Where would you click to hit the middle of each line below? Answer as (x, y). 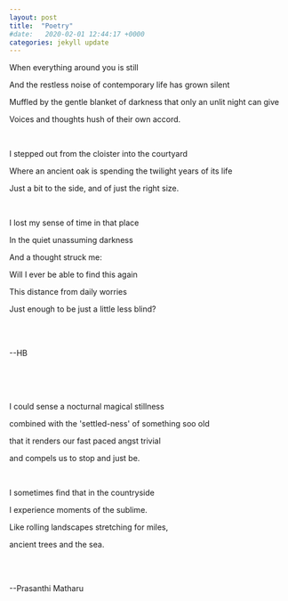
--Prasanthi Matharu (47, 589)
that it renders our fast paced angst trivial (85, 441)
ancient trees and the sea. (57, 545)
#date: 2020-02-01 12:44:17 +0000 (77, 34)
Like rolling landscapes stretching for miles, (89, 527)
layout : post (33, 17)
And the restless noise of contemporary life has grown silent (120, 85)
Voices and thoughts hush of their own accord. (95, 119)
